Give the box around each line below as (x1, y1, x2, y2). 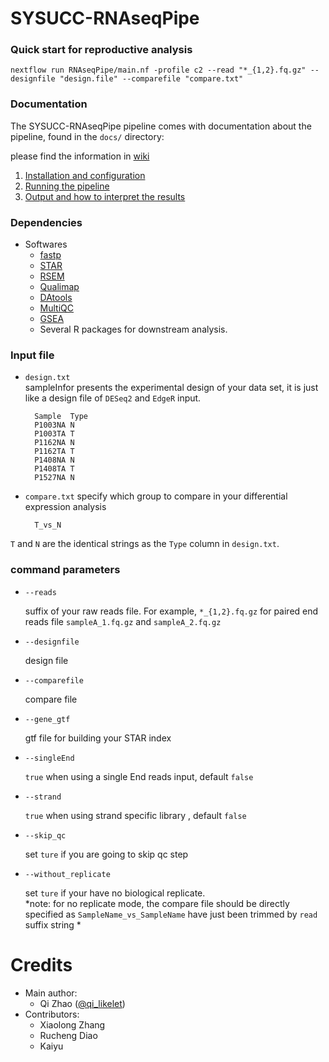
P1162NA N (34, 438, 75, 448)
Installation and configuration (24, 169, 146, 181)
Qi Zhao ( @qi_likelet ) (39, 997, 126, 1009)
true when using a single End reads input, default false (24, 770, 254, 782)
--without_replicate (24, 869, 111, 879)
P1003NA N (34, 420, 75, 431)
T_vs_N (34, 520, 62, 531)
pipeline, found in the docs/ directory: (10, 130, 165, 142)
